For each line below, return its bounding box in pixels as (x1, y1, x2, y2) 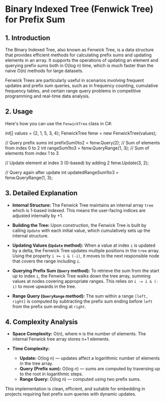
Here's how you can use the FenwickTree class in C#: (5, 120, 112, 127)
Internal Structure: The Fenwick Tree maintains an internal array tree (12, 202, 154, 208)
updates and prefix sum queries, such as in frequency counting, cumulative (5, 83, 159, 89)
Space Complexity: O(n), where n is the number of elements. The (12, 331, 146, 337)
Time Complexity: (12, 346, 50, 352)
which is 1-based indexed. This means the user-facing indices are (12, 207, 146, 213)
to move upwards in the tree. (18, 283, 76, 289)
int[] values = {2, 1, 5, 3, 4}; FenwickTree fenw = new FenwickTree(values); (5, 130, 157, 136)
